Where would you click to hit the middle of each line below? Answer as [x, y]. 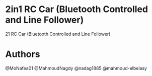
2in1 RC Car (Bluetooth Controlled [77, 9]
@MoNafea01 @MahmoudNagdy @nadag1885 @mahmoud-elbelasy [76, 68]
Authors [23, 54]
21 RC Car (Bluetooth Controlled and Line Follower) [58, 34]
